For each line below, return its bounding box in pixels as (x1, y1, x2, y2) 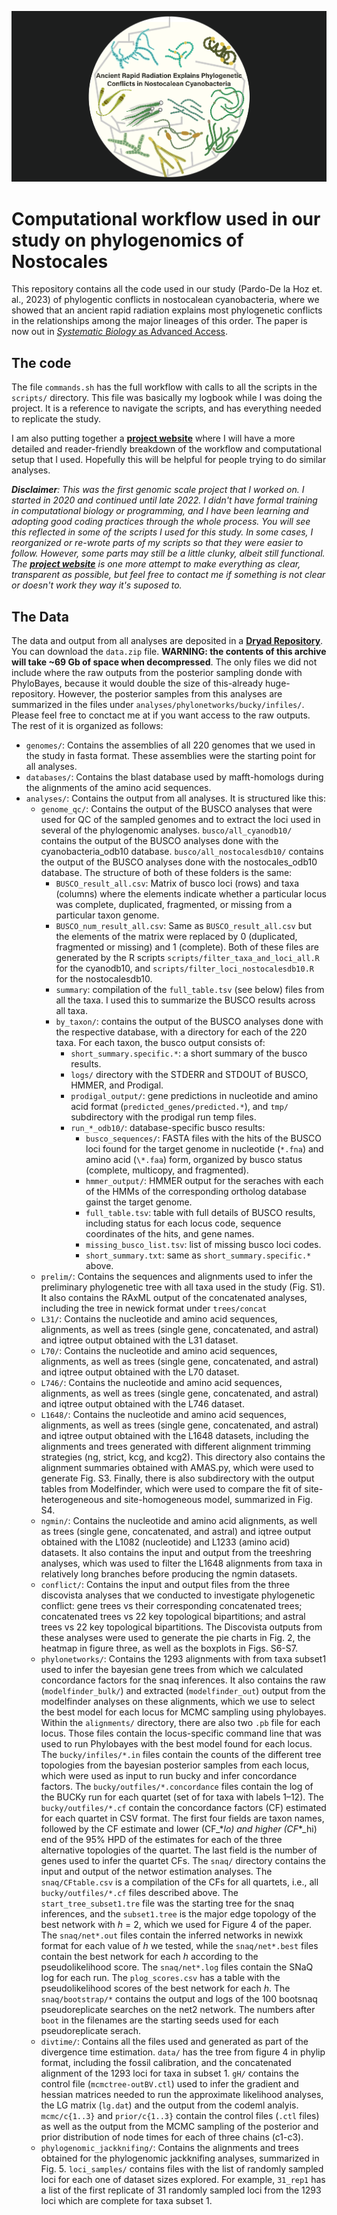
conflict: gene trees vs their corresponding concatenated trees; (40, 1599, 303, 1611)
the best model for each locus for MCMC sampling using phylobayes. (40, 1706, 327, 1718)
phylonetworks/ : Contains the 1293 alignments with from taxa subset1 (40, 1652, 327, 1665)
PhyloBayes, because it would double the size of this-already (11, 677, 264, 689)
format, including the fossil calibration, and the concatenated (40, 2056, 292, 2068)
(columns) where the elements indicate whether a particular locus (55, 887, 327, 900)
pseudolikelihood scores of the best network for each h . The (40, 1982, 291, 1994)
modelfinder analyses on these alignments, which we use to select (40, 1695, 316, 1707)
